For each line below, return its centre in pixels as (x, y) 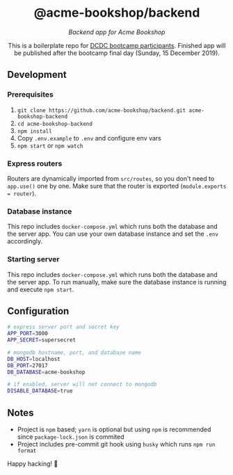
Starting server (33, 259)
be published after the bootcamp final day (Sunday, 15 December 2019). (117, 53)
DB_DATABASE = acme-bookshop (46, 372)
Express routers (35, 163)
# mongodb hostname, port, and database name (74, 353)
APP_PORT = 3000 (28, 334)
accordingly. (25, 241)
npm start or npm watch (50, 145)
